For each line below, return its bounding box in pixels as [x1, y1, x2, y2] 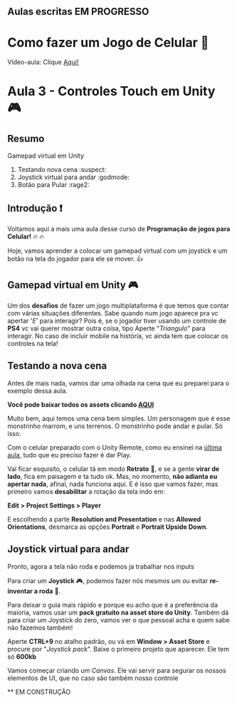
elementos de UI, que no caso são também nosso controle [7, 674, 179, 682]
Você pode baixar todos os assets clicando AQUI [7, 400, 154, 409]
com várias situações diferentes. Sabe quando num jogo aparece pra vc [7, 308, 218, 317]
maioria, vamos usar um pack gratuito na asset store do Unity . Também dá [7, 608, 229, 617]
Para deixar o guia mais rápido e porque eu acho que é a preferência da [7, 600, 218, 609]
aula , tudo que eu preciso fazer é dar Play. [7, 450, 132, 459]
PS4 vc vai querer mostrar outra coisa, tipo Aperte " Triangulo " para [7, 324, 206, 333]
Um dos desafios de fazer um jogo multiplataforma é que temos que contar [7, 301, 229, 310]
